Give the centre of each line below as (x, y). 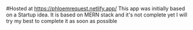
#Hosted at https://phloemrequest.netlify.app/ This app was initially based (96, 9)
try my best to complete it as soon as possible (62, 21)
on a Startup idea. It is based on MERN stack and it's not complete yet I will (97, 15)
